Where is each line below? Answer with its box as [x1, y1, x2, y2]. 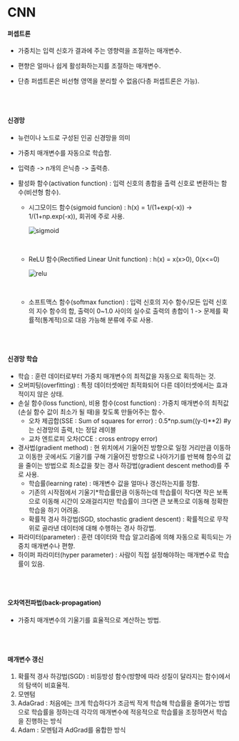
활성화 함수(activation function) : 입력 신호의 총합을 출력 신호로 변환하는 [17, 179, 220, 187]
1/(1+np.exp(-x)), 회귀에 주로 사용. [28, 212, 125, 220]
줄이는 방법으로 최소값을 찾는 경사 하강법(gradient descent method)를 [25, 461, 223, 469]
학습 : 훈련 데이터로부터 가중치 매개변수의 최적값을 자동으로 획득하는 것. [17, 372, 216, 380]
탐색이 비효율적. [25, 681, 70, 690]
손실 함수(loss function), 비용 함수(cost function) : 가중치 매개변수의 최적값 [17, 398, 230, 407]
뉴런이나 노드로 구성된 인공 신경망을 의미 [17, 133, 131, 141]
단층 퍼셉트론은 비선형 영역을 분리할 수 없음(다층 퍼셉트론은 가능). [17, 76, 200, 86]
